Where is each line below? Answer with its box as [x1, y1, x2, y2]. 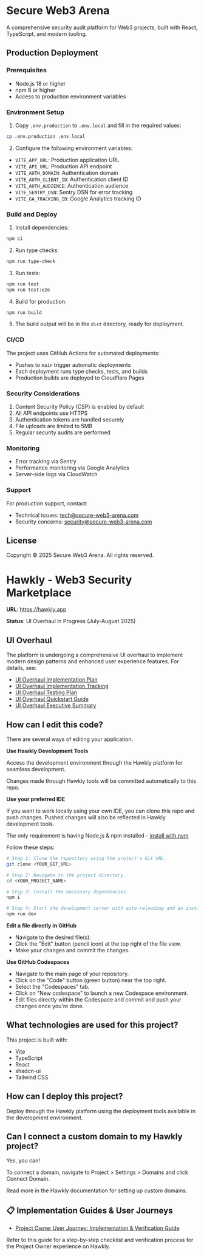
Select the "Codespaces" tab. [15, 983, 90, 991]
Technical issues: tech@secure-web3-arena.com [15, 511, 138, 519]
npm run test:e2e [6, 287, 50, 293]
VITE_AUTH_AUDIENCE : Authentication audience [15, 182, 129, 189]
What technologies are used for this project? [6, 1020, 178, 1030]
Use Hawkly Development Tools [6, 748, 89, 755]
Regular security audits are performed [15, 429, 111, 436]
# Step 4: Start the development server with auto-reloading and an [6, 906, 183, 912]
